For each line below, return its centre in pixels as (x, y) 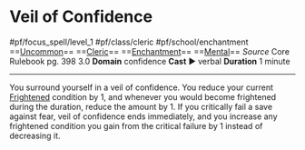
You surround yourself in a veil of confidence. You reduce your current (142, 87)
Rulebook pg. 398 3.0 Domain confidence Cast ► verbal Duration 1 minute (150, 61)
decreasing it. (35, 135)
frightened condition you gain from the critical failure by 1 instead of (136, 125)
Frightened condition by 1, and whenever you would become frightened (143, 96)
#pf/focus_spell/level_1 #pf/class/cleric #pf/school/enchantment (129, 42)
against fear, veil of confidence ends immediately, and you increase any (144, 116)
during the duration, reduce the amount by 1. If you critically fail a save (141, 106)
